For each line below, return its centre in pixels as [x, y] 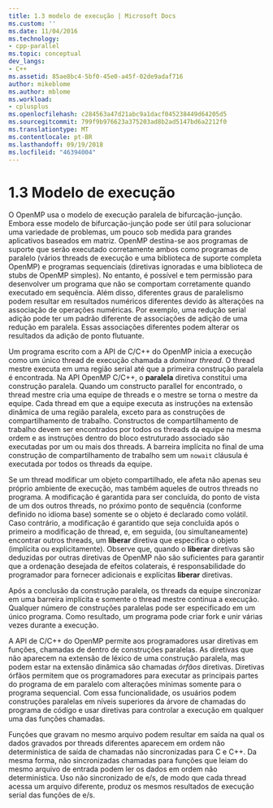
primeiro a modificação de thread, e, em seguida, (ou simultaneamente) [128, 532]
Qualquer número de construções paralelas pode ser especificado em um [132, 608]
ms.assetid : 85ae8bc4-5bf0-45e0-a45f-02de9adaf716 [96, 76]
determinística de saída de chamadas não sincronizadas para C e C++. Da [133, 752]
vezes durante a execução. [54, 625]
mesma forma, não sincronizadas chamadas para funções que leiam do [128, 761]
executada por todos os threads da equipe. [80, 464]
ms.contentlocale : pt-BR [50, 137]
